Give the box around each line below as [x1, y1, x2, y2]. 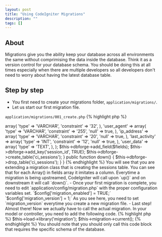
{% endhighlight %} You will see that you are [65, 159, 155, 165]
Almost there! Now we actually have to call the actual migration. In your [5, 205, 147, 211]
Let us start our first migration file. [12, 104, 80, 110]
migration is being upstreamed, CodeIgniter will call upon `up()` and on [5, 174, 146, 180]
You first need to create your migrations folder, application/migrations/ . [12, 99, 158, 105]
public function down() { [66, 154, 115, 160]
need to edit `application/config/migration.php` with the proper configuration [5, 185, 158, 191]
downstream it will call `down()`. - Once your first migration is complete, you [5, 180, 157, 186]
